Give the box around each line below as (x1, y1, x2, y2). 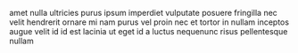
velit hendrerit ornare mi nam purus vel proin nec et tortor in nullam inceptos (9, 17, 290, 27)
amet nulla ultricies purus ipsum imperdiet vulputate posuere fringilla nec (9, 8, 278, 18)
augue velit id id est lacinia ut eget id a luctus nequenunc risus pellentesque (9, 26, 288, 36)
